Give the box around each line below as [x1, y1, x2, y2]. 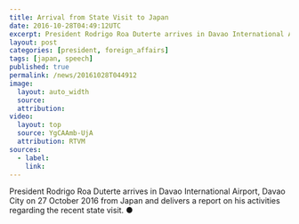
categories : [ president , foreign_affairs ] [9, 46, 169, 55]
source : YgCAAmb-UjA [17, 129, 93, 138]
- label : [17, 153, 50, 163]
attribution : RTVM [17, 137, 86, 146]
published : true [9, 63, 69, 72]
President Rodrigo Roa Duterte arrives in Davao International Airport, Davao [9, 186, 287, 196]
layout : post [9, 37, 58, 47]
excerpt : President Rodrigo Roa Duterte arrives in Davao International [9, 29, 285, 38]
